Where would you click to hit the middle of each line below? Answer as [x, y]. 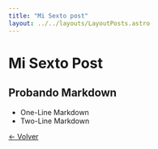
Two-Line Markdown [55, 121]
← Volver [23, 136]
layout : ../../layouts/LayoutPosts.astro [79, 23]
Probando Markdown [63, 93]
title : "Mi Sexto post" [49, 16]
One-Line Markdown [54, 112]
